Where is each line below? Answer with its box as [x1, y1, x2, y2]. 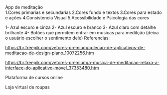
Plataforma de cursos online [5, 75, 63, 80]
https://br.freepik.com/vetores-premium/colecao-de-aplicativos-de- [5, 45, 146, 50]
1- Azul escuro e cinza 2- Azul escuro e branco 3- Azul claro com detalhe [5, 24, 156, 30]
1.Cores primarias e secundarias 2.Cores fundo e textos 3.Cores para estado [5, 9, 162, 15]
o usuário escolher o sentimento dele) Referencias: [5, 35, 110, 41]
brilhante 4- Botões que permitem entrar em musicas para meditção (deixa [5, 30, 159, 35]
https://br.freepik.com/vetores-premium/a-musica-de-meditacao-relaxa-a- [5, 60, 160, 65]
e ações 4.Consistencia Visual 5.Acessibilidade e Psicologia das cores [5, 15, 150, 20]
